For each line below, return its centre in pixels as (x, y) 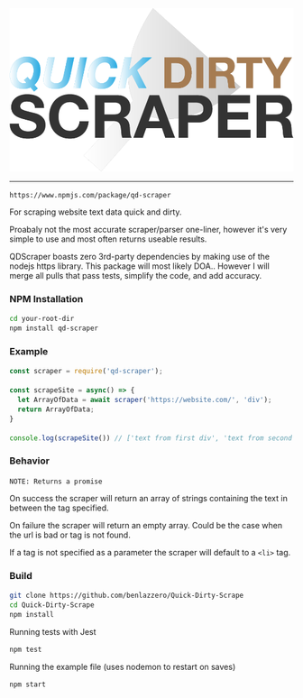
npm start (28, 684)
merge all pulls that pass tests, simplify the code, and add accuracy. (136, 276)
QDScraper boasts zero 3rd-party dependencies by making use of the (140, 257)
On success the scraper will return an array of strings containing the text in (149, 498)
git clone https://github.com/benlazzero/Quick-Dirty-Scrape (127, 596)
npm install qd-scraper (54, 328)
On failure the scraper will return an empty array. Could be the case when (146, 525)
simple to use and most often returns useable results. (108, 239)
